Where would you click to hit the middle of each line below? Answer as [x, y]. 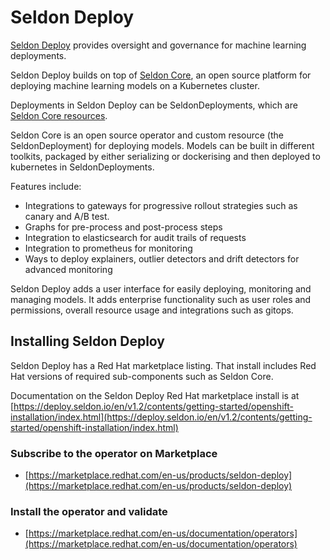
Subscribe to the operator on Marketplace [114, 453]
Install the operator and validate [89, 511]
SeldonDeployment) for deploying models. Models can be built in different [162, 145]
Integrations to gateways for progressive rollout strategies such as [161, 205]
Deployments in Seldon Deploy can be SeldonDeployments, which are [154, 105]
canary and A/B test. [67, 216]
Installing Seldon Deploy [87, 341]
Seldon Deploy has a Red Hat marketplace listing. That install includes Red [163, 365]
